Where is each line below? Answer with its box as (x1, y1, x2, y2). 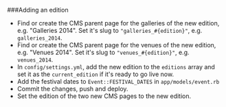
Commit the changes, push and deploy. (16, 85, 128, 93)
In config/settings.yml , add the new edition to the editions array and (16, 63, 215, 71)
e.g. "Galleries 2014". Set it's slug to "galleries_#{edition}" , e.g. (16, 27, 203, 34)
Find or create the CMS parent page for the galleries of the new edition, (16, 19, 220, 27)
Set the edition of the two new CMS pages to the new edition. (16, 92, 192, 100)
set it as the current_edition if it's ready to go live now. (16, 70, 174, 78)
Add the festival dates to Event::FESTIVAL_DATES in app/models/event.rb (16, 78, 220, 85)
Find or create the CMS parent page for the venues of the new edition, (16, 41, 216, 49)
